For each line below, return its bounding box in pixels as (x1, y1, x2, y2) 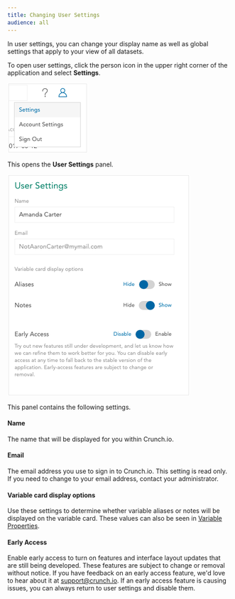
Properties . (7, 521, 40, 530)
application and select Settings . (7, 68, 101, 77)
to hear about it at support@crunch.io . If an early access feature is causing (7, 576, 227, 585)
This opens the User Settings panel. (7, 160, 114, 169)
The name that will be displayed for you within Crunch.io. (7, 435, 174, 443)
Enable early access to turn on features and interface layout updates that (7, 553, 222, 562)
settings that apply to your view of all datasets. (7, 47, 144, 55)
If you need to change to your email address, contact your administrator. (7, 474, 219, 483)
